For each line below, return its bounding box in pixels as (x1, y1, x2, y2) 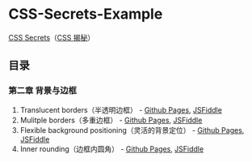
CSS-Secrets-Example (8, 5, 163, 23)
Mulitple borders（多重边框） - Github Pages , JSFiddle (19, 115, 203, 125)
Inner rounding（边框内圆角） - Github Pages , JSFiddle (19, 143, 204, 154)
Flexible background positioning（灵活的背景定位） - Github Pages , (19, 125, 245, 134)
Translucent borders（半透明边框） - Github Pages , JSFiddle (19, 104, 222, 114)
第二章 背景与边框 (8, 85, 77, 96)
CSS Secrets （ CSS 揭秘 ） (8, 32, 95, 42)
